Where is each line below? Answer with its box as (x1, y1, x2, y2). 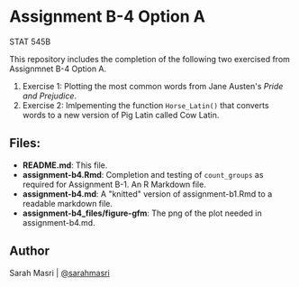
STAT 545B (9, 36, 51, 47)
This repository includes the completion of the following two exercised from (9, 53, 291, 64)
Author (9, 244, 50, 259)
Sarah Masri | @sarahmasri (9, 267, 110, 278)
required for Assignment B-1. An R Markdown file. (22, 179, 207, 190)
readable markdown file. (22, 198, 113, 208)
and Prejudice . (22, 90, 77, 101)
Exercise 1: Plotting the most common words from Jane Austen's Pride (22, 80, 284, 91)
